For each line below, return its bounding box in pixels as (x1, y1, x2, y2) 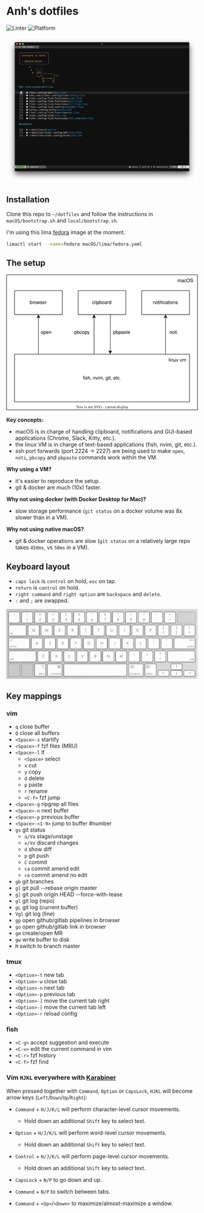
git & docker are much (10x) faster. (15, 484, 102, 491)
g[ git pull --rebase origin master (15, 884, 98, 891)
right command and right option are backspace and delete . (15, 590, 162, 598)
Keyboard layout (6, 561, 70, 572)
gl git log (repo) (15, 897, 55, 904)
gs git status (15, 826, 46, 833)
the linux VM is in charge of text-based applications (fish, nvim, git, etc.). (15, 441, 197, 448)
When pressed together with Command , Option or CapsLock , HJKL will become (6, 1087, 193, 1095)
